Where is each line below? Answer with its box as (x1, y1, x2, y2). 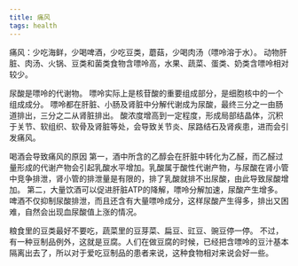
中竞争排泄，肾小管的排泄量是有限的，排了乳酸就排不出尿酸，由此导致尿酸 (9, 173, 281, 184)
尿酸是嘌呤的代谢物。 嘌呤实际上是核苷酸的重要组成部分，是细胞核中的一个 (9, 88, 284, 98)
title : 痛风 (9, 12, 51, 22)
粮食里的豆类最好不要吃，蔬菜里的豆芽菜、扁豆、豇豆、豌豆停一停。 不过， (9, 225, 284, 236)
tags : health (9, 21, 58, 30)
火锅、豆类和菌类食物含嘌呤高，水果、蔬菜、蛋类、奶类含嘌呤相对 (47, 58, 289, 68)
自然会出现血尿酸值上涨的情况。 (24, 206, 142, 217)
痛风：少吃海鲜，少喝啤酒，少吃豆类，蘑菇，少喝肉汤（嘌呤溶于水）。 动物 (9, 46, 279, 58)
